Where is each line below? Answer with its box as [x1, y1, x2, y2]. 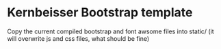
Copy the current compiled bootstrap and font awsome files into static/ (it [7, 27, 214, 35]
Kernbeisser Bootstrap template [7, 5, 193, 20]
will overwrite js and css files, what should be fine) [7, 34, 150, 42]
